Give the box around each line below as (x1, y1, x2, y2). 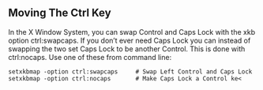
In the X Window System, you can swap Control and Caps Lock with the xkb (8, 27, 255, 36)
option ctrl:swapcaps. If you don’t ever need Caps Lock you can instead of (8, 36, 251, 45)
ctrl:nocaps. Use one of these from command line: (8, 52, 172, 62)
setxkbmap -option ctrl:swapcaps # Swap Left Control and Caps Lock (8, 67, 253, 76)
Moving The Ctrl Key (8, 6, 112, 20)
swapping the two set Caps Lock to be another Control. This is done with (8, 43, 246, 54)
